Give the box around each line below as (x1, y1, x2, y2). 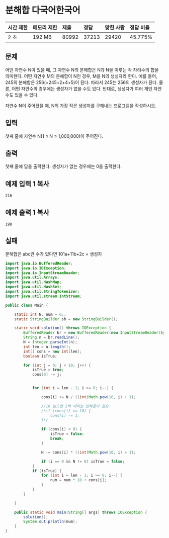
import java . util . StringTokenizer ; (5, 289, 80, 294)
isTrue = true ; (32, 368, 64, 373)
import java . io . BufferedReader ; (5, 261, 73, 266)
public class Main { (5, 303, 49, 308)
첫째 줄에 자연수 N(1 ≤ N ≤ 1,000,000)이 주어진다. (5, 133, 104, 139)
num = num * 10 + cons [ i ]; (50, 478, 107, 483)
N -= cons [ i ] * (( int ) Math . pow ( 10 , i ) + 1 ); (41, 450, 136, 455)
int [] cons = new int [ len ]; (23, 349, 82, 354)
